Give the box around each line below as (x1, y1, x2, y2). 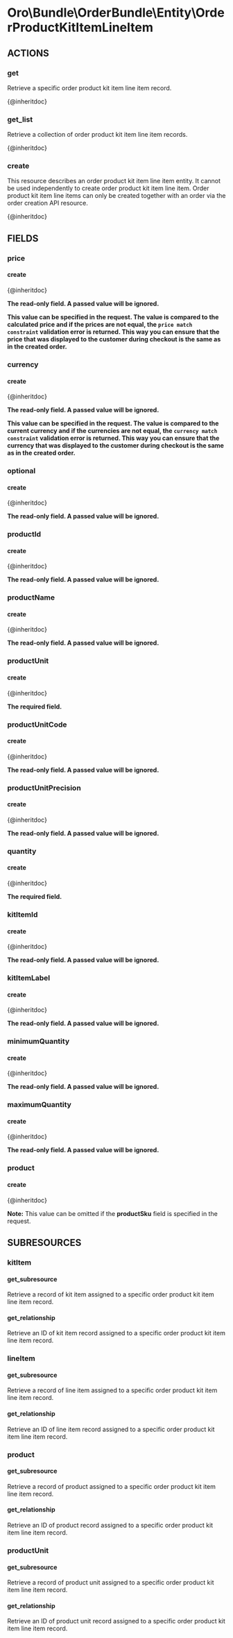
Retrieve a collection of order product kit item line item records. (7, 130, 188, 139)
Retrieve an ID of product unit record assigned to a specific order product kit (7, 1617, 225, 1626)
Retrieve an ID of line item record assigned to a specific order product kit (7, 1425, 215, 1433)
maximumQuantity (7, 1100, 71, 1110)
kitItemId (7, 909, 38, 919)
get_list (7, 115, 33, 124)
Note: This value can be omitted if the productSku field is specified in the (7, 1209, 218, 1217)
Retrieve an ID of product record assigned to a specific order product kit (7, 1521, 214, 1529)
